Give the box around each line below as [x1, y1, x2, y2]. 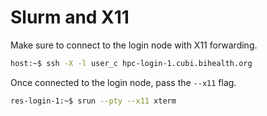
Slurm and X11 [10, 6, 130, 29]
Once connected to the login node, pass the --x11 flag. [10, 76, 237, 88]
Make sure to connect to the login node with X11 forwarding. [10, 39, 258, 51]
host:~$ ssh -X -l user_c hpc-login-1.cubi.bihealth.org [10, 58, 253, 68]
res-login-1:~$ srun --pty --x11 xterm [10, 96, 177, 106]
